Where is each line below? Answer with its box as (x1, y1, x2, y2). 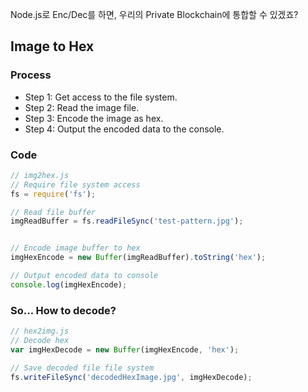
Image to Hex (10, 38, 95, 55)
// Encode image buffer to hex (10, 243, 141, 253)
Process (10, 68, 52, 82)
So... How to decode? (10, 303, 117, 317)
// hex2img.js (10, 326, 70, 337)
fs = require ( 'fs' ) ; (10, 189, 97, 199)
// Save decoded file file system (10, 363, 155, 373)
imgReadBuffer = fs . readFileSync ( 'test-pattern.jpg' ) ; (10, 216, 244, 227)
